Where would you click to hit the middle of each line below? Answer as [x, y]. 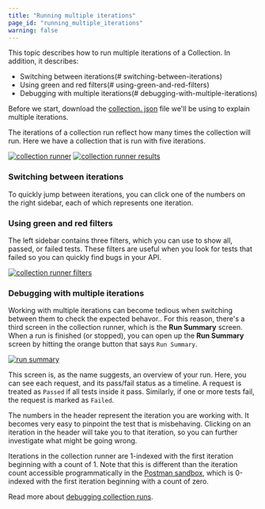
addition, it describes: [44, 61]
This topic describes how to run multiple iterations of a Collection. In [119, 53]
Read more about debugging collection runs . [81, 497]
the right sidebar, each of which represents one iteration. [101, 202]
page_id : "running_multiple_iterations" [76, 23]
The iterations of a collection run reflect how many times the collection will [129, 132]
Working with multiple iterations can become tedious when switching [121, 311]
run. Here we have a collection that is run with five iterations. [107, 141]
